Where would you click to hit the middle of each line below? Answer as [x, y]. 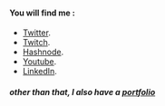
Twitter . [37, 33]
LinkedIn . [39, 72]
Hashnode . [43, 52]
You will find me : [42, 13]
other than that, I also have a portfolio [82, 92]
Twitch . [36, 43]
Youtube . [39, 62]
